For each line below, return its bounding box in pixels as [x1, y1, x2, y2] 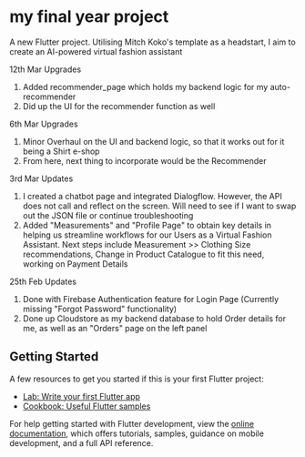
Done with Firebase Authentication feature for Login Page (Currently [22, 293, 280, 304]
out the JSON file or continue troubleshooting [22, 209, 194, 220]
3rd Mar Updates [9, 173, 74, 184]
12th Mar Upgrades [9, 64, 82, 75]
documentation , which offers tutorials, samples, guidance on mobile [9, 428, 264, 439]
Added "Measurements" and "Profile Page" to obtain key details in [22, 219, 271, 230]
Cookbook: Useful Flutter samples [22, 401, 151, 411]
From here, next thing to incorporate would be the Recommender [22, 155, 267, 166]
